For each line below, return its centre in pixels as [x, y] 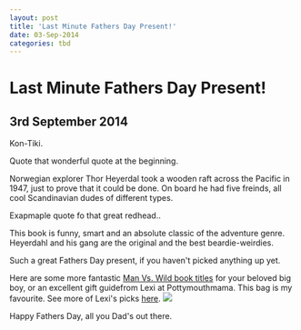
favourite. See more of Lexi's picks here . [85, 299]
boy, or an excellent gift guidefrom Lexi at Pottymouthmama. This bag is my [151, 288]
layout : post [34, 18]
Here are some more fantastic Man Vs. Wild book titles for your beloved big [150, 278]
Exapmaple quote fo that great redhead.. [85, 215]
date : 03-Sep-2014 [44, 35]
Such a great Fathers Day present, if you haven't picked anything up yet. [145, 261]
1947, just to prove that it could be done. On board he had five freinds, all [145, 188]
